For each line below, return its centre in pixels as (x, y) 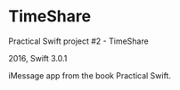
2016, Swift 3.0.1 (38, 58)
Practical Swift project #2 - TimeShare (78, 41)
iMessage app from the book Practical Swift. (90, 75)
